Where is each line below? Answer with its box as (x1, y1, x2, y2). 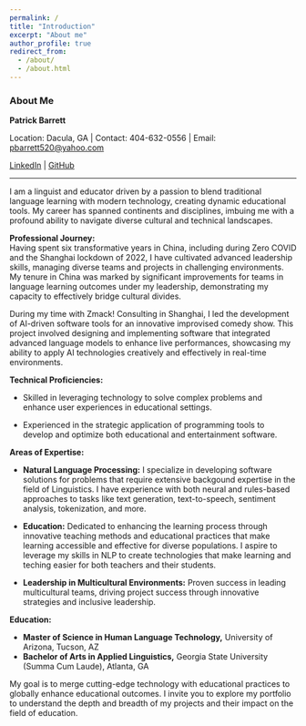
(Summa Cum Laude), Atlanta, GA (22, 661, 149, 672)
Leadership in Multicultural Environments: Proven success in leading (22, 578, 287, 588)
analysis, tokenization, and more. (22, 503, 148, 515)
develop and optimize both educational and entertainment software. (22, 429, 278, 440)
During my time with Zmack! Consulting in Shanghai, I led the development (9, 309, 290, 320)
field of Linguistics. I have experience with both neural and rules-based (22, 484, 291, 495)
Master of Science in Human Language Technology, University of (22, 632, 273, 643)
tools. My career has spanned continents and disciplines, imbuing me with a (9, 206, 294, 217)
